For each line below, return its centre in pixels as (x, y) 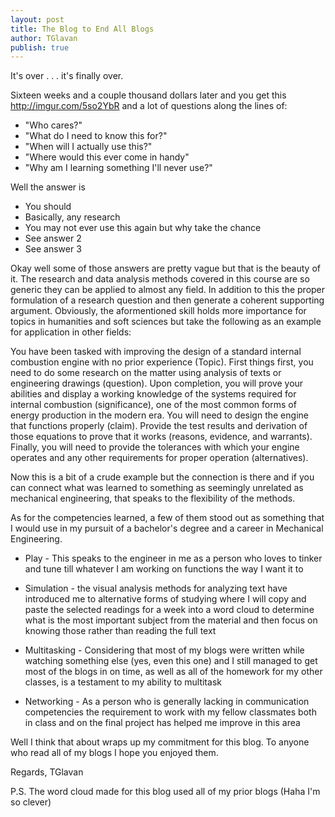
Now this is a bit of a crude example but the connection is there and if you (162, 477)
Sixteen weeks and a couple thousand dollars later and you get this (148, 95)
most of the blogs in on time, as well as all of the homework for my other (173, 672)
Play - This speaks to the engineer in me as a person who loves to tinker (173, 558)
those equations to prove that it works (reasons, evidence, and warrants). (161, 437)
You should (48, 207)
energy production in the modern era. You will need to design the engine (159, 415)
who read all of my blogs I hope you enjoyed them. (114, 753)
